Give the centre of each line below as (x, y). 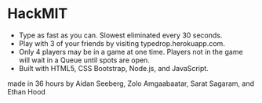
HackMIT (38, 14)
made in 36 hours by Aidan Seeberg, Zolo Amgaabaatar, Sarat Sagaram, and (131, 83)
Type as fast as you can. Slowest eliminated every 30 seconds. (120, 35)
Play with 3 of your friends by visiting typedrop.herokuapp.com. (122, 43)
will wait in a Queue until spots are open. (84, 60)
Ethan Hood (27, 91)
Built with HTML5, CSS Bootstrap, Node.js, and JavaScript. (113, 68)
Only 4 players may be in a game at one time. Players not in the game (131, 51)
